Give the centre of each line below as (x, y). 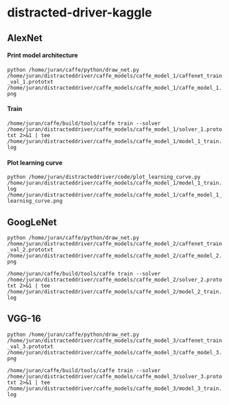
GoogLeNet (32, 222)
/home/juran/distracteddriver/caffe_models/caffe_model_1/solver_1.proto (115, 129)
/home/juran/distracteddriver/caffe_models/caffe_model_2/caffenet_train (115, 244)
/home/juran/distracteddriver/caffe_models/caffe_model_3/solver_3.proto (115, 376)
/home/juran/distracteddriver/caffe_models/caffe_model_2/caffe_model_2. (115, 256)
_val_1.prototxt (30, 82)
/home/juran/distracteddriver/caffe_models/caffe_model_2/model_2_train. (115, 292)
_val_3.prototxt (30, 346)
